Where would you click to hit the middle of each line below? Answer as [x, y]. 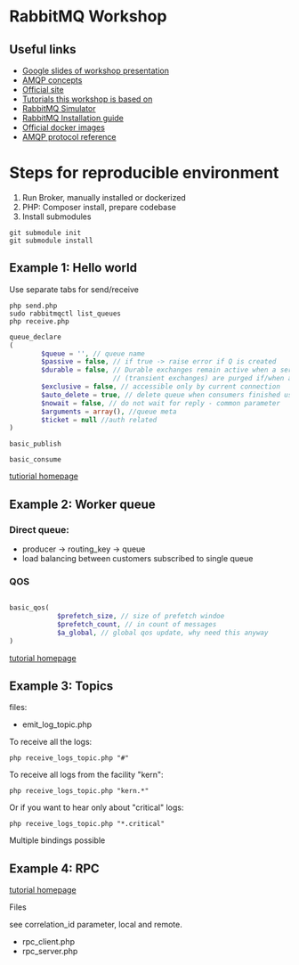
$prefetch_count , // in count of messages [137, 624]
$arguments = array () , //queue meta [109, 412]
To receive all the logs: [51, 742]
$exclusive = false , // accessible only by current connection [161, 387]
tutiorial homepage [44, 476]
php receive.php [39, 321]
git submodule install [51, 241]
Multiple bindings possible [57, 840]
